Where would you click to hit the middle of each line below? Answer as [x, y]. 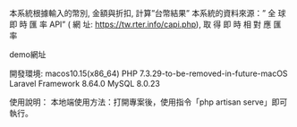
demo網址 [28, 55]
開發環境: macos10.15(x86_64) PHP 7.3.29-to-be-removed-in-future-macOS [148, 73]
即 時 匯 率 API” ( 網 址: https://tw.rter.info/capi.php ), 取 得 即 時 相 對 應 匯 [145, 24]
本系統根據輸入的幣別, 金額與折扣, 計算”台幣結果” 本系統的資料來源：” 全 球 [148, 13]
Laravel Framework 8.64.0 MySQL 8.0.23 [85, 84]
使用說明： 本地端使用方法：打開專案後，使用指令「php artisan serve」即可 [148, 102]
